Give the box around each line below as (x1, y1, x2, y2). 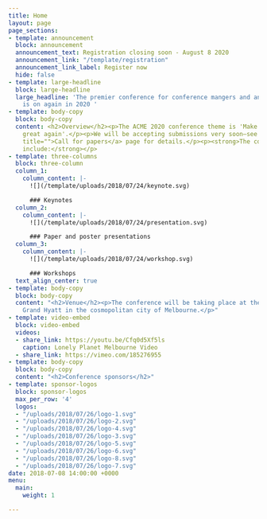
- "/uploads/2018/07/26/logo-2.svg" (15, 417, 137, 426)
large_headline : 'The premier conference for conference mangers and (15, 93, 250, 101)
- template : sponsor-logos (8, 380, 98, 388)
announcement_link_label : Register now (15, 64, 148, 72)
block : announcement (15, 41, 83, 49)
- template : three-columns (8, 152, 98, 160)
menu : (8, 477, 26, 485)
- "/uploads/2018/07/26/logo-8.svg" (15, 455, 137, 462)
